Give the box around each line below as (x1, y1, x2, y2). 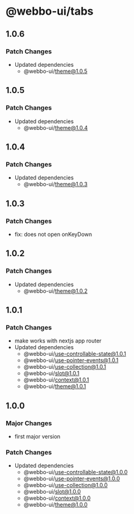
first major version (14, 433, 61, 440)
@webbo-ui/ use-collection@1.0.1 (23, 363, 107, 371)
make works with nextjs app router (14, 337, 102, 344)
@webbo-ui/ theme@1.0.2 (23, 287, 88, 295)
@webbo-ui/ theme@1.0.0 (23, 501, 88, 508)
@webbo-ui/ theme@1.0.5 (23, 67, 88, 75)
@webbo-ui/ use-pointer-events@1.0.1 (23, 357, 119, 364)
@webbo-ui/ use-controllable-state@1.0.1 (23, 350, 126, 358)
